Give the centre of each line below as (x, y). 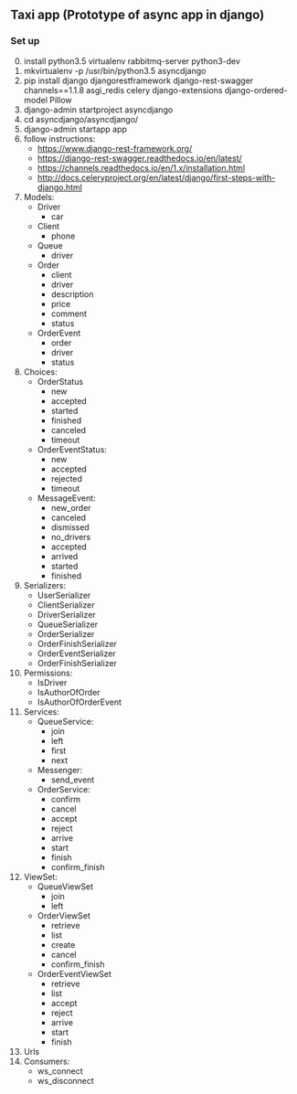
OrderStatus (60, 381)
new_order (71, 507)
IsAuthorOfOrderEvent (80, 702)
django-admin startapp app (75, 129)
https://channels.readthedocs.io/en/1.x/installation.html (141, 167)
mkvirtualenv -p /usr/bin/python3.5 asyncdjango (115, 70)
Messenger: (60, 770)
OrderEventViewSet (74, 973)
